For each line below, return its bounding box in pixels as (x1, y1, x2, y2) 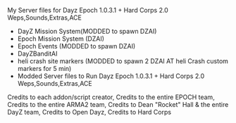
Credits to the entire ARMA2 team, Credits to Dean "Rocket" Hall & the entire (7, 101, 229, 108)
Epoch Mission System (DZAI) (17, 34, 104, 43)
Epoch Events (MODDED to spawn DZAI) (17, 42, 136, 50)
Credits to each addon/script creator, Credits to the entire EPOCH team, (7, 93, 215, 101)
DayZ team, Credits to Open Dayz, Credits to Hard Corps (7, 108, 171, 116)
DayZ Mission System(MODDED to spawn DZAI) (17, 27, 157, 35)
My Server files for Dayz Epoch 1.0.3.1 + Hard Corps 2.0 (7, 6, 169, 14)
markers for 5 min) (17, 65, 72, 72)
